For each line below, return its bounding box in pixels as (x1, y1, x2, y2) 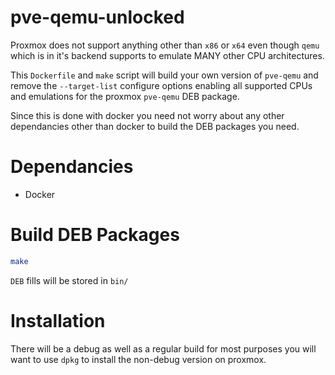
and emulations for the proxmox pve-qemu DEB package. (10, 90, 240, 102)
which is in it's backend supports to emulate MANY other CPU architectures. (10, 49, 325, 61)
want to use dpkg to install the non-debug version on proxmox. (10, 353, 267, 365)
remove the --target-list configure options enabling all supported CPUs (10, 79, 313, 91)
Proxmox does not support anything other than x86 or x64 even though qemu (10, 39, 320, 51)
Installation (10, 309, 106, 332)
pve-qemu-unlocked (10, 6, 185, 29)
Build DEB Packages (10, 224, 180, 246)
